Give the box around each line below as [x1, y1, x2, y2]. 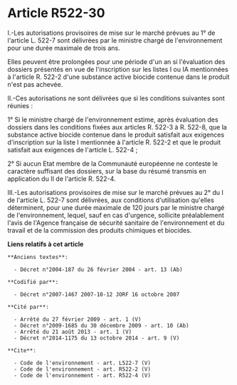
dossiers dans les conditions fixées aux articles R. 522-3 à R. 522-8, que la [7, 122, 228, 131]
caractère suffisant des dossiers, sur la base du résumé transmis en [7, 167, 206, 175]
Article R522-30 [7, 5, 105, 21]
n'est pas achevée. [7, 80, 63, 88]
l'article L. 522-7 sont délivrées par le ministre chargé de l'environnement [7, 36, 223, 44]
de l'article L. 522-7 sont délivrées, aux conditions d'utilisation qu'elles [7, 196, 215, 204]
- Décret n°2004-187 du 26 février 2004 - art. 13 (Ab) [14, 265, 183, 273]
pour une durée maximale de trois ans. [7, 43, 120, 52]
